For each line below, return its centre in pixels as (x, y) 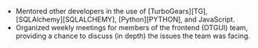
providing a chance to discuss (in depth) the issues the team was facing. (133, 36)
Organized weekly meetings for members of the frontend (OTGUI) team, (132, 27)
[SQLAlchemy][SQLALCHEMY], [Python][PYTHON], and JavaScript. (125, 19)
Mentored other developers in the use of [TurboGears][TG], (111, 11)
